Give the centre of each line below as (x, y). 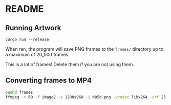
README (25, 9)
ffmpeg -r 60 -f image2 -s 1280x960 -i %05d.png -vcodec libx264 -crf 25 (86, 97)
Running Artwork (33, 28)
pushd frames (19, 92)
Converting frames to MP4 (49, 81)
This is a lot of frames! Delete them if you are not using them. (70, 64)
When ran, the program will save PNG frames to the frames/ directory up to (84, 49)
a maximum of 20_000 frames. (38, 55)
